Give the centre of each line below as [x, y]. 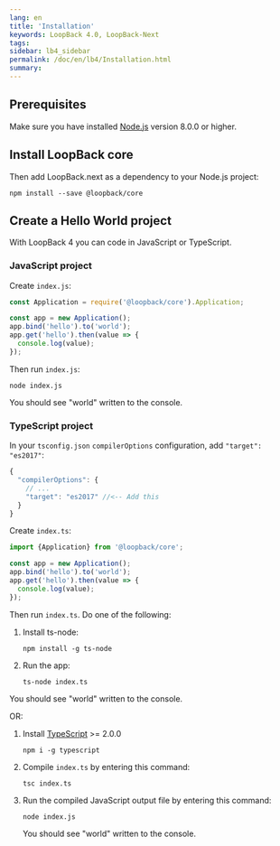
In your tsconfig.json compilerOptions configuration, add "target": [136, 446]
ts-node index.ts [55, 682]
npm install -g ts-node [67, 648]
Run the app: [46, 665]
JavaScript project [51, 265]
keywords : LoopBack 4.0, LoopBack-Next [84, 34]
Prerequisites [48, 105]
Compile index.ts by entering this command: [106, 767]
